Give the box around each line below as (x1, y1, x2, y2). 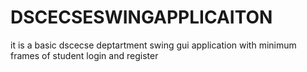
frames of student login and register (10, 49, 159, 61)
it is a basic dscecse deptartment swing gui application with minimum (10, 39, 297, 51)
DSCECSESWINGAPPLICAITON (10, 6, 273, 29)
